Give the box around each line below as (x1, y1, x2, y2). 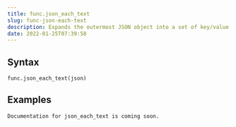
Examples (7, 94, 52, 106)
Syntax (7, 56, 40, 68)
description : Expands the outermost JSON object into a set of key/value (7, 23, 230, 30)
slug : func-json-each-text (7, 17, 87, 24)
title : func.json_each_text (7, 10, 90, 18)
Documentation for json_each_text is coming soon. (7, 112, 160, 120)
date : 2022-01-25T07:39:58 (7, 30, 87, 37)
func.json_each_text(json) (7, 75, 87, 82)
